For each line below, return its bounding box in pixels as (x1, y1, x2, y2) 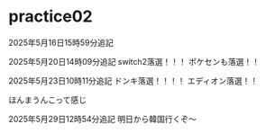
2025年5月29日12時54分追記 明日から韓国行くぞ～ (8, 113, 197, 124)
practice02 (8, 6, 93, 27)
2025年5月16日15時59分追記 (8, 37, 114, 48)
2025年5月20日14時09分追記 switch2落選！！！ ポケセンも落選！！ (8, 56, 261, 66)
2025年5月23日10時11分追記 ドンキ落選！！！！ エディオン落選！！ (8, 75, 259, 86)
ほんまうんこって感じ (8, 94, 87, 105)
